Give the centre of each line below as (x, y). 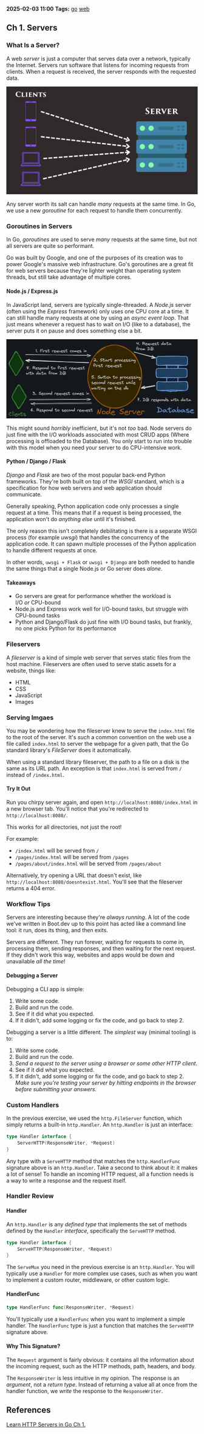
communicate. (24, 494)
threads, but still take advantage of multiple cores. (69, 277)
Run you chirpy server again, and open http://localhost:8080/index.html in (102, 803)
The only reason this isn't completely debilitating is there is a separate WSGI (102, 531)
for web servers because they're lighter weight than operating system (93, 271)
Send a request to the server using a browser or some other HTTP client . (106, 1063)
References (29, 1410)
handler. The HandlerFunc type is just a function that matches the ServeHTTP (100, 1326)
